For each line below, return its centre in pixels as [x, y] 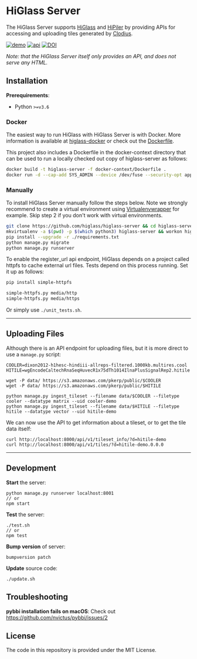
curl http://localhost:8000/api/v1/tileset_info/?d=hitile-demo [86, 439]
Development [31, 468]
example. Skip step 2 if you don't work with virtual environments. [84, 216]
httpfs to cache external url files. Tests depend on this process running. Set [97, 266]
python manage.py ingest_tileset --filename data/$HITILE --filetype [93, 406]
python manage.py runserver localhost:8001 [60, 493]
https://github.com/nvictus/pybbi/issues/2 [57, 617]
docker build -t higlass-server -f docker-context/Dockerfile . [86, 170]
